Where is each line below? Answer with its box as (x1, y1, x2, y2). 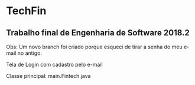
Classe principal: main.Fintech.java (6, 73, 91, 79)
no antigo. (17, 50, 43, 57)
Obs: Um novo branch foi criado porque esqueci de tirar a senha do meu (6, 43, 183, 50)
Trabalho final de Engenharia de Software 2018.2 (6, 28, 190, 38)
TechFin (6, 4, 47, 18)
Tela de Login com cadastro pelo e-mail (6, 61, 103, 68)
